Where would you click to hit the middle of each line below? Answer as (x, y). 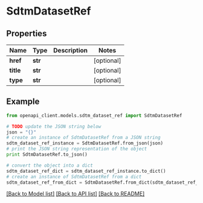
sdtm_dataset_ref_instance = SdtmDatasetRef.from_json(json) (85, 143)
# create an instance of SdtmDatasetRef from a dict (74, 176)
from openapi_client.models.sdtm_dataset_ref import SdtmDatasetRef (94, 115)
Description (70, 50)
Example (23, 102)
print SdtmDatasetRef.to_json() (47, 155)
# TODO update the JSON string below (54, 126)
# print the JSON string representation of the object (77, 149)
